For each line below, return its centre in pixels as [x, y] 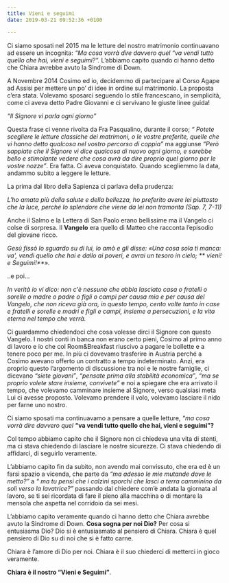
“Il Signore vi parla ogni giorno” [52, 116]
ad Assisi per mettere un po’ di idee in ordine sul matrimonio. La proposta [110, 88]
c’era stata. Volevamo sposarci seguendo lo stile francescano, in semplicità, [114, 95]
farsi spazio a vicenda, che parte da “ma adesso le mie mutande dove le [109, 474]
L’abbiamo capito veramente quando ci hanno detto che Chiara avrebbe [108, 516]
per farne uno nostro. [37, 404]
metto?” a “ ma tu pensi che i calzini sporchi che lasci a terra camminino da [114, 481]
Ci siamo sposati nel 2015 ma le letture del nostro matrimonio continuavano [113, 45]
